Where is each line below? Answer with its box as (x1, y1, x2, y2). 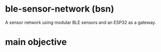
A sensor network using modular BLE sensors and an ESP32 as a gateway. (5, 19, 157, 25)
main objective (5, 36, 67, 48)
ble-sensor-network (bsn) (5, 3, 114, 15)
